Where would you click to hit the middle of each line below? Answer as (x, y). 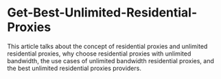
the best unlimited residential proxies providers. (74, 68)
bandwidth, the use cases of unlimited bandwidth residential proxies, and (111, 60)
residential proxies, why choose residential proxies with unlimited (99, 54)
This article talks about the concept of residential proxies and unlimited (107, 46)
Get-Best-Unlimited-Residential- (102, 13)
